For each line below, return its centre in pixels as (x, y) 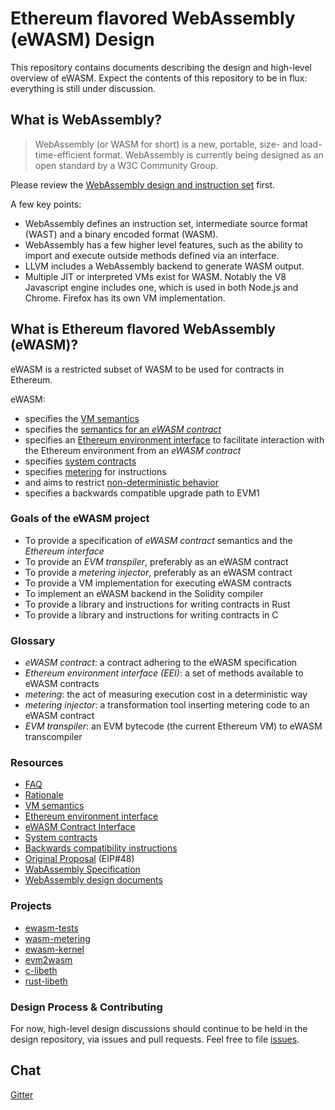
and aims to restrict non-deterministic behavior (121, 482)
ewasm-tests (51, 928)
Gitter (22, 1094)
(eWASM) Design (82, 39)
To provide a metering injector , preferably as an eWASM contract (158, 572)
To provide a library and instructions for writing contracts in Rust (157, 604)
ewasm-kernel (54, 949)
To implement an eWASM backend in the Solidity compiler (144, 593)
